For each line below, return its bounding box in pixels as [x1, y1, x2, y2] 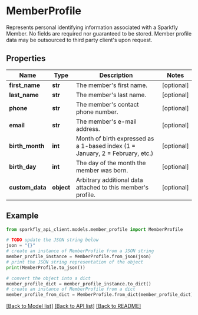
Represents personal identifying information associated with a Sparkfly [6, 24, 179, 31]
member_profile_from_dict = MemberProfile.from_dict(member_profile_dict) [6, 292, 194, 298]
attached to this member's [75, 183, 149, 191]
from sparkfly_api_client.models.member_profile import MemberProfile [6, 226, 183, 232]
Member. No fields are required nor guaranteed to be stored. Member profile [6, 30, 192, 37]
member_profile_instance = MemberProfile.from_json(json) [6, 253, 151, 260]
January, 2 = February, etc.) [75, 149, 154, 157]
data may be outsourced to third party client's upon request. [6, 36, 153, 43]
